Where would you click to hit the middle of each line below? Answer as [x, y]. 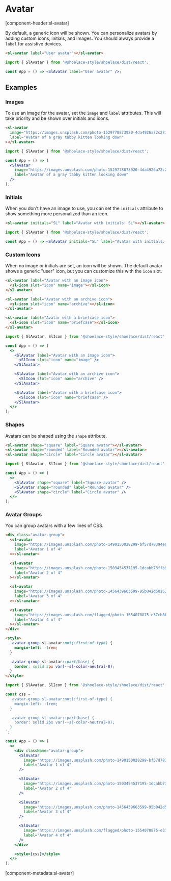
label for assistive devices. [34, 43]
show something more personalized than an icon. [57, 214]
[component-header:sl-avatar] [37, 23]
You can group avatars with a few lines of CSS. [54, 525]
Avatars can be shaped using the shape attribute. [56, 436]
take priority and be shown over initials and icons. [57, 118]
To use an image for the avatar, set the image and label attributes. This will [83, 113]
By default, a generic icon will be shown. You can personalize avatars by [81, 33]
